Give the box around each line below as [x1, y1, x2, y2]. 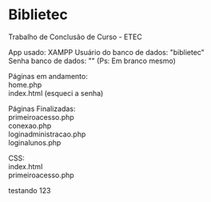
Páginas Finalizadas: [8, 104, 76, 113]
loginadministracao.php [8, 129, 86, 139]
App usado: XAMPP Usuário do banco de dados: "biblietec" [8, 47, 205, 57]
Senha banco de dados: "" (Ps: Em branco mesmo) [8, 56, 176, 65]
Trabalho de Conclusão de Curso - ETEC [8, 32, 142, 42]
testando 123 [8, 185, 51, 195]
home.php [8, 80, 42, 89]
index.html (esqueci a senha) [8, 88, 104, 97]
